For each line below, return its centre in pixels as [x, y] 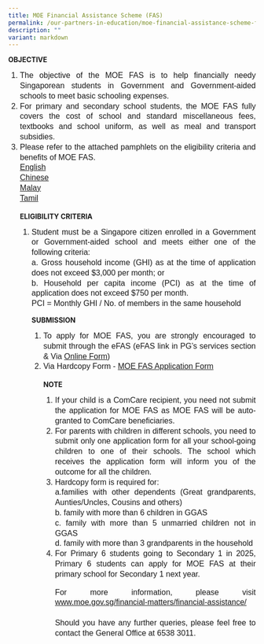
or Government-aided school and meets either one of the [143, 242]
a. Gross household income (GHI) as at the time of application [143, 263]
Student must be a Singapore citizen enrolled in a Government [143, 232]
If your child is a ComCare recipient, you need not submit [155, 400]
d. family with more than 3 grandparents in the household [154, 543]
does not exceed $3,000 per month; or [98, 273]
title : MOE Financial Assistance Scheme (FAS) [86, 15]
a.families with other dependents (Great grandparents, [155, 492]
